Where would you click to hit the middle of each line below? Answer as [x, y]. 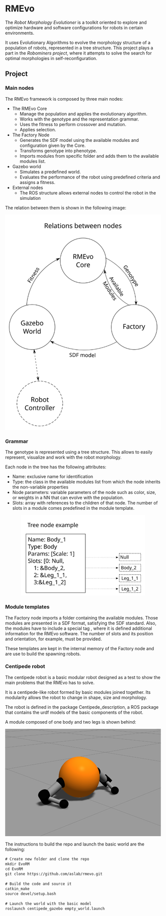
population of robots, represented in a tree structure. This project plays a [79, 48]
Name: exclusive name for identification [53, 477]
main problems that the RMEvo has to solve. [50, 682]
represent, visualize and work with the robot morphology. [63, 457]
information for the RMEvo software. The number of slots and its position [79, 633]
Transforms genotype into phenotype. [58, 151]
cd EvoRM [14, 869]
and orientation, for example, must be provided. [54, 639]
